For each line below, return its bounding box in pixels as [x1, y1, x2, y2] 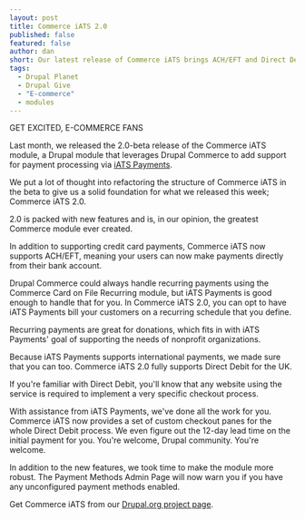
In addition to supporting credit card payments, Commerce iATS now [9, 241, 266, 252]
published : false [9, 30, 75, 39]
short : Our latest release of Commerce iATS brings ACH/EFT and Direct [9, 55, 286, 64]
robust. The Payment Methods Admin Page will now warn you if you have [9, 472, 283, 483]
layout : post [9, 13, 59, 23]
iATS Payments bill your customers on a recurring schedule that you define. [9, 307, 292, 318]
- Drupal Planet [17, 73, 79, 82]
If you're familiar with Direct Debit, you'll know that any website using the [9, 378, 283, 390]
